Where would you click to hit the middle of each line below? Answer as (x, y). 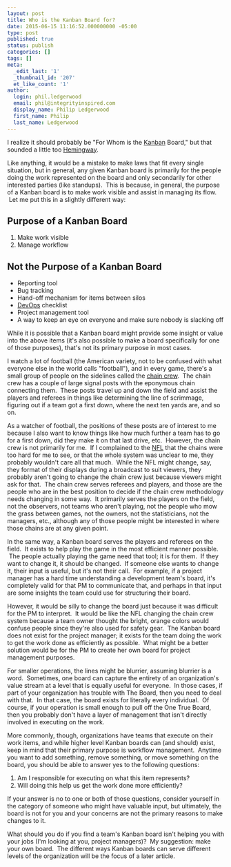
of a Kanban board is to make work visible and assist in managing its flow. (112, 192)
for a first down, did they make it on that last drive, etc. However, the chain (114, 440)
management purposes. (41, 657)
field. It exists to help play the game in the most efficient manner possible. (113, 549)
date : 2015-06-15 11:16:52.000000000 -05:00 (72, 26)
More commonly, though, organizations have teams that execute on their (110, 735)
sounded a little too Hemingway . (53, 150)
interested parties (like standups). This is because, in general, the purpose (114, 185)
